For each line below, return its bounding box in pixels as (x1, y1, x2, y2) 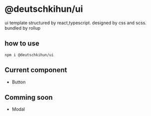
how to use (4, 39, 40, 48)
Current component (4, 66, 68, 75)
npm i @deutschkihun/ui (4, 52, 54, 57)
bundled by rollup (4, 25, 41, 31)
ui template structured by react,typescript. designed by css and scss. (4, 20, 147, 26)
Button (11, 79, 26, 85)
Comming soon (4, 93, 53, 102)
